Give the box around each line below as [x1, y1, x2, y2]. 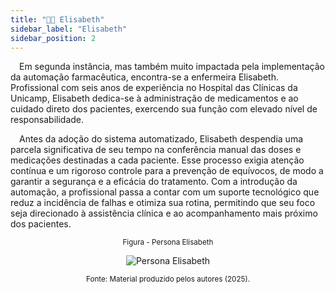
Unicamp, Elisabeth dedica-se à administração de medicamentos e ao [10, 92, 299, 105]
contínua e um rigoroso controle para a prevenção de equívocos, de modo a [10, 165, 324, 177]
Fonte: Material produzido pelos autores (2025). [85, 274, 251, 285]
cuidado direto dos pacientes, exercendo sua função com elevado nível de [10, 103, 318, 115]
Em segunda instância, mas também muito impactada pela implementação [19, 61, 326, 73]
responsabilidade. [10, 114, 85, 126]
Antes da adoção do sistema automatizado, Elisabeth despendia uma [19, 133, 304, 145]
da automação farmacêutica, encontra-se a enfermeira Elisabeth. [10, 71, 279, 83]
